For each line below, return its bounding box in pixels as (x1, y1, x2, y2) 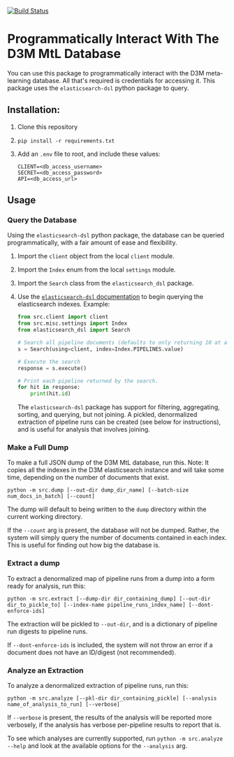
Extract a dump (7, 559, 61, 568)
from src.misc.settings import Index (17, 320, 128, 328)
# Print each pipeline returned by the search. (17, 377, 159, 384)
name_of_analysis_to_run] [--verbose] (7, 701, 120, 708)
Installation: (7, 104, 61, 116)
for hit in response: (17, 384, 80, 391)
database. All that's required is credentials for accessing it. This (32, 76, 215, 84)
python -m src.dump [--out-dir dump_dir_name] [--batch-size (7, 487, 189, 494)
